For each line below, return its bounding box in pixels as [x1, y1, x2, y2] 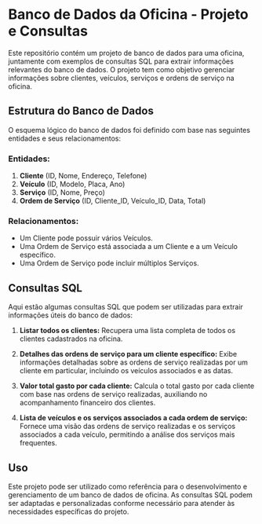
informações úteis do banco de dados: [8, 310, 133, 320]
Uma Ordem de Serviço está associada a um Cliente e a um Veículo [19, 242, 238, 251]
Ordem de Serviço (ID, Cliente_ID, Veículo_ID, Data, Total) [19, 196, 206, 206]
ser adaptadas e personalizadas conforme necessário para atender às [8, 498, 235, 508]
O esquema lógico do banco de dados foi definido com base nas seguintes [8, 125, 251, 134]
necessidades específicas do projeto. [8, 507, 129, 516]
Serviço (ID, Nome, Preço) [19, 188, 106, 197]
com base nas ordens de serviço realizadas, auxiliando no [19, 390, 208, 399]
